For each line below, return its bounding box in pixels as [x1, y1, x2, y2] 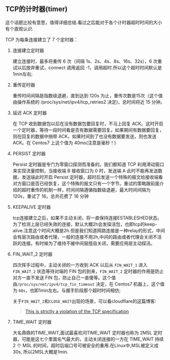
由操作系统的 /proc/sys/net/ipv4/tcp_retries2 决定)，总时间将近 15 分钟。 [12, 99, 165, 105]
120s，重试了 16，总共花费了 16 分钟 [12, 193, 89, 199]
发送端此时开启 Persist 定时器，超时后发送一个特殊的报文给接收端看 [21, 174, 163, 180]
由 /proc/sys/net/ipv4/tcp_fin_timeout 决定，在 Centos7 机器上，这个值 [12, 281, 165, 287]
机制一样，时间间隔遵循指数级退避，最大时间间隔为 [44, 186, 151, 192]
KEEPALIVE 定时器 [12, 204, 51, 210]
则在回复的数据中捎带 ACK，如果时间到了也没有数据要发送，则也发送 [12, 133, 157, 139]
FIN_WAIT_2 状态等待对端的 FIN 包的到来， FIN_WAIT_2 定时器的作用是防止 [12, 268, 164, 274]
